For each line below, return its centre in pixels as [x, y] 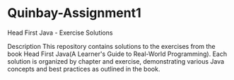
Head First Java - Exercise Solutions [60, 33]
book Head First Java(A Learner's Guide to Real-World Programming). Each [117, 54]
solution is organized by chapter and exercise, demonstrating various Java [116, 61]
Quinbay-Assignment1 [74, 13]
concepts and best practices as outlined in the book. [84, 69]
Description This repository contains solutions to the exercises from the [111, 46]
